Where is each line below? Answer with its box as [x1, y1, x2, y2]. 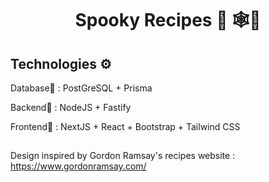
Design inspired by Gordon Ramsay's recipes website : [10, 150, 236, 162]
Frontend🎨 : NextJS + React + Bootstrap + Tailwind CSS [10, 121, 241, 132]
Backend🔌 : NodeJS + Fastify [10, 102, 132, 113]
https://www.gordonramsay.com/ [10, 160, 147, 172]
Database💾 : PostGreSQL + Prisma [10, 82, 153, 94]
